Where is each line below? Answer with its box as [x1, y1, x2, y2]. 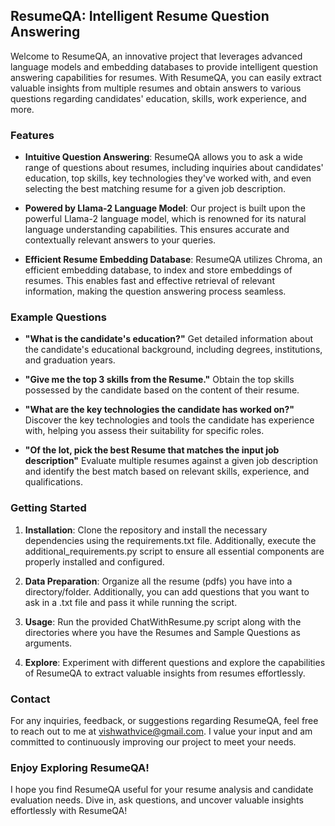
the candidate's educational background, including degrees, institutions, [24, 344, 323, 356]
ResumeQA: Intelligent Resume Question [10, 8, 270, 25]
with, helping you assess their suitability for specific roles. [24, 425, 265, 437]
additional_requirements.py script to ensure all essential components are [24, 545, 325, 557]
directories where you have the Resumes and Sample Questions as [24, 626, 301, 638]
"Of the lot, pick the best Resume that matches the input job [24, 444, 280, 456]
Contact [10, 692, 51, 706]
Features [10, 128, 55, 142]
